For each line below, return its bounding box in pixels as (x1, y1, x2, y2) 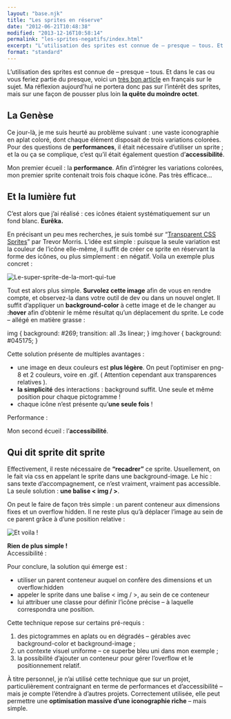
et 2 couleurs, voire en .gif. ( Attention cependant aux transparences (23, 371, 217, 379)
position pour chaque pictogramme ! (17, 392, 121, 401)
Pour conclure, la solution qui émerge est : (7, 563, 128, 571)
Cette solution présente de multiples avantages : (7, 350, 145, 358)
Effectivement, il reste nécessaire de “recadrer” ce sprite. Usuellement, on (7, 465, 221, 474)
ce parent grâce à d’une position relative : (7, 515, 125, 523)
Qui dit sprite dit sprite (7, 447, 106, 458)
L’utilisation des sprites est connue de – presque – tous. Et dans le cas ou (7, 67, 215, 76)
